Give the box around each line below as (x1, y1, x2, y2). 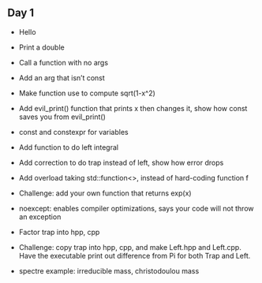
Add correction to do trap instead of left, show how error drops (18, 158, 224, 167)
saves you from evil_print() (18, 112, 106, 121)
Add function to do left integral (18, 142, 119, 152)
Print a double (18, 43, 65, 52)
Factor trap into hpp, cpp (18, 227, 100, 236)
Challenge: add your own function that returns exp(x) (18, 188, 192, 198)
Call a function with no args (18, 58, 108, 67)
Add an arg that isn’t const (18, 73, 106, 82)
